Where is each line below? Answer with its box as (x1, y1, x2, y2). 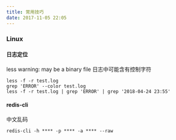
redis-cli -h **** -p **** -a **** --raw (6, 128, 114, 134)
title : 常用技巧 (6, 9, 44, 15)
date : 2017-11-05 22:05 (6, 15, 67, 21)
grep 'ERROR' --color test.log (6, 83, 86, 89)
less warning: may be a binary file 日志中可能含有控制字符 (6, 65, 152, 73)
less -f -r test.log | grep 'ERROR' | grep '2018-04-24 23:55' (6, 88, 171, 95)
